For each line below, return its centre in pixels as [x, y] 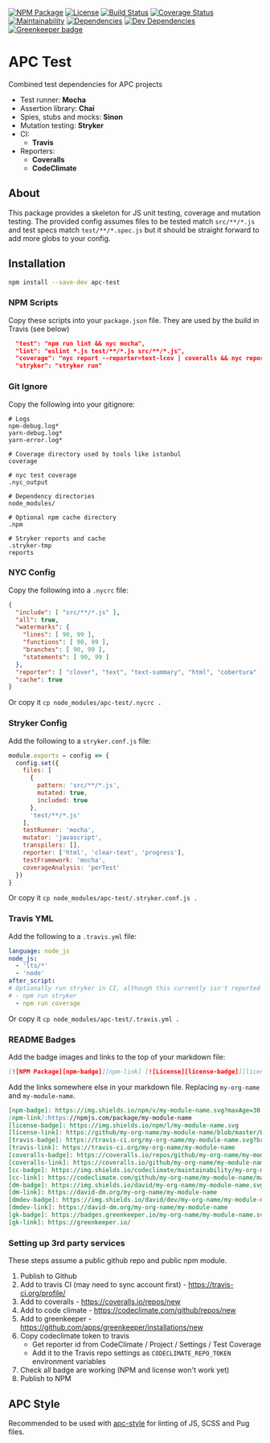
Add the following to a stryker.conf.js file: [80, 740]
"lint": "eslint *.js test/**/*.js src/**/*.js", [100, 351]
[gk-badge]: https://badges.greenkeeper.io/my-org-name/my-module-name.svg [138, 1215]
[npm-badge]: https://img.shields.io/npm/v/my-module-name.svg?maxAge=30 [135, 1110]
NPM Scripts [33, 303]
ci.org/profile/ [43, 1293]
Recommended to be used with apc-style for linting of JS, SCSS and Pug [129, 1423]
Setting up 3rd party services [67, 1243]
